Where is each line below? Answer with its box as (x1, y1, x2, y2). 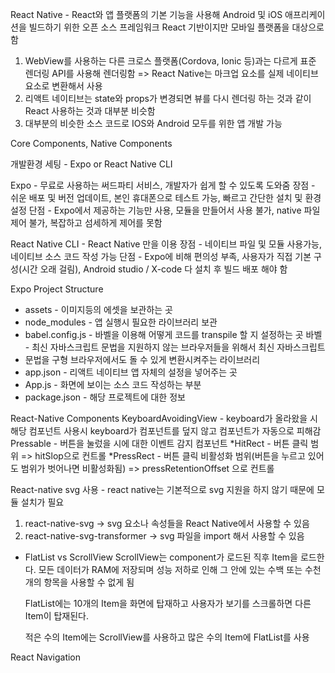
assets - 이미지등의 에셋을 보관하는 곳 (24, 304, 173, 315)
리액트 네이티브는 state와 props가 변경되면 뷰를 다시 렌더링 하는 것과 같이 (24, 93, 312, 104)
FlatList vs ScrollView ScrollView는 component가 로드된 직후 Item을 (24, 551, 298, 563)
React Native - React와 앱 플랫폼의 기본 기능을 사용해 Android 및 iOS (10, 9, 283, 20)
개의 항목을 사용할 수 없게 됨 (24, 576, 135, 588)
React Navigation (10, 651, 82, 663)
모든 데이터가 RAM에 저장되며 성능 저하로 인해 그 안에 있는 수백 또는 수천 (38, 564, 322, 575)
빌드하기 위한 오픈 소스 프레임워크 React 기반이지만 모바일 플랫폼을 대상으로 (28, 21, 325, 33)
